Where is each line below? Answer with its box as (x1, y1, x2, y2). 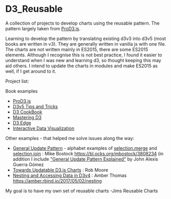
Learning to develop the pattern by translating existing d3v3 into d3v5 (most (5, 35, 166, 42)
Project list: (5, 78, 29, 84)
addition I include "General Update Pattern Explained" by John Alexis (12, 156, 159, 162)
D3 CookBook (12, 109, 42, 115)
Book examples (5, 88, 38, 94)
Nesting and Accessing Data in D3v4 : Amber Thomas (12, 172, 127, 178)
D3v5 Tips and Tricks (12, 103, 58, 109)
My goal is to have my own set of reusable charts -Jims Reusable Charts (5, 188, 158, 194)
